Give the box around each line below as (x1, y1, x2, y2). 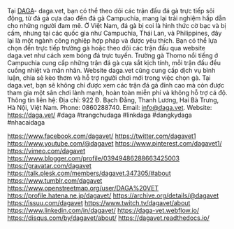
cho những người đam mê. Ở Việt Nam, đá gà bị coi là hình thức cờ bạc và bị (7, 22, 226, 29)
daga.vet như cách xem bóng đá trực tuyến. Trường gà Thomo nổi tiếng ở (7, 51, 219, 60)
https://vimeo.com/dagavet (7, 147, 86, 155)
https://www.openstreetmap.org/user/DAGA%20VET (7, 184, 159, 192)
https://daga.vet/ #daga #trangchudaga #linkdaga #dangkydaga (7, 111, 192, 119)
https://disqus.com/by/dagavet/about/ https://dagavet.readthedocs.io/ (7, 214, 210, 222)
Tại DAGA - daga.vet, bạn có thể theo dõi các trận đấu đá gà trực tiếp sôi (7, 7, 215, 15)
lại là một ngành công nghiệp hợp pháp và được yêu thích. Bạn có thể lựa (7, 36, 218, 45)
